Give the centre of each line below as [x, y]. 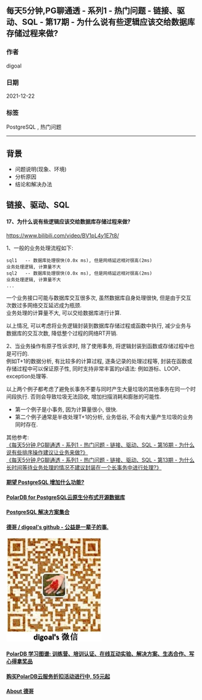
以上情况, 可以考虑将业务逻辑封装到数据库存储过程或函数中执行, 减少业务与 [99, 325]
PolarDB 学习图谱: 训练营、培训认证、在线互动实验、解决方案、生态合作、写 [100, 654]
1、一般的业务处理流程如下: [40, 248]
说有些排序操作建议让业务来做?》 [47, 452]
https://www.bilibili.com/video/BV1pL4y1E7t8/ [63, 235]
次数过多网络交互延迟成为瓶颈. [44, 305]
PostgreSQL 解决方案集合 [38, 512]
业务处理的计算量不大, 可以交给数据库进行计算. [64, 313]
